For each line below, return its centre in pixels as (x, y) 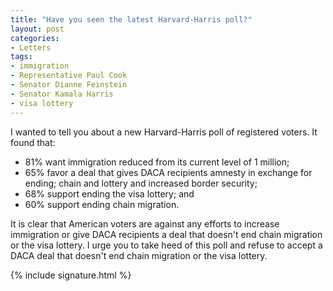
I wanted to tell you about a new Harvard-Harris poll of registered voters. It (164, 132)
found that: (33, 142)
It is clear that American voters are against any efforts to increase (145, 223)
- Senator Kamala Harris (62, 94)
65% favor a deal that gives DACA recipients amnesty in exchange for (168, 172)
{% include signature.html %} (71, 275)
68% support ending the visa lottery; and (109, 193)
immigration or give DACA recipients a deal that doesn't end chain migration (166, 234)
